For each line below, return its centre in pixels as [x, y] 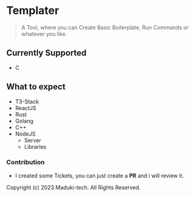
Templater [33, 11]
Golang [24, 121]
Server [33, 140]
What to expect [36, 87]
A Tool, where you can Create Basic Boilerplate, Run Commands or [105, 27]
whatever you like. [44, 33]
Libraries [35, 147]
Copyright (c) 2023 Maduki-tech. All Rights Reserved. [74, 187]
